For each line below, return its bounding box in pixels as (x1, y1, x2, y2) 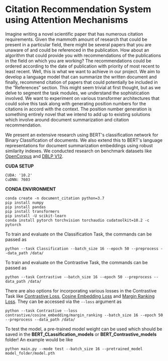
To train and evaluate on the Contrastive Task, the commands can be (5, 259, 148, 265)
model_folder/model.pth (5, 350, 55, 356)
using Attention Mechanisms (5, 14, 128, 26)
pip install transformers (5, 209, 59, 214)
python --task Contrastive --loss (5, 308, 78, 313)
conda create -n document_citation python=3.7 (5, 196, 105, 201)
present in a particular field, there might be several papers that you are (5, 41, 152, 47)
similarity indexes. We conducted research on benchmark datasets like (5, 148, 152, 154)
